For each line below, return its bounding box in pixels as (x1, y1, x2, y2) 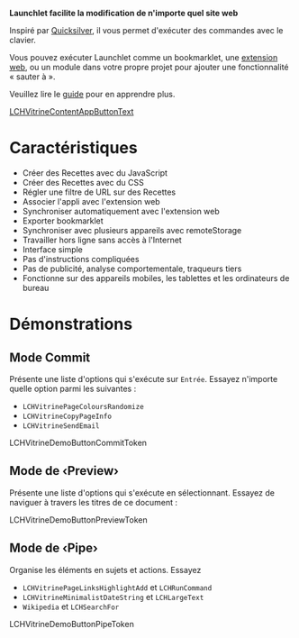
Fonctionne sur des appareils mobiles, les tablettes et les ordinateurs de (22, 272, 290, 283)
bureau (22, 282, 50, 293)
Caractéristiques (9, 138, 138, 159)
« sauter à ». (9, 71, 56, 82)
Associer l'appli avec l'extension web (22, 196, 160, 206)
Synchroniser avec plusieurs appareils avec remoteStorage (22, 224, 242, 235)
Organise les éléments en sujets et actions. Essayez (9, 564, 202, 575)
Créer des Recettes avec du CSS (22, 177, 144, 187)
